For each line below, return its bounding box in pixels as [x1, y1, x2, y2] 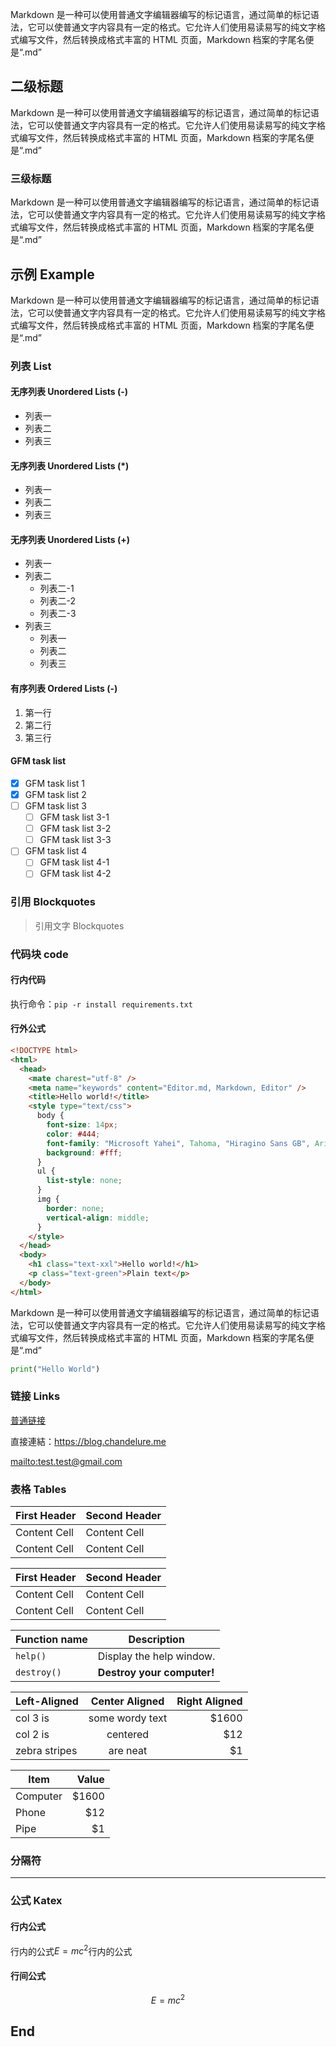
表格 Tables [10, 1482, 67, 1496]
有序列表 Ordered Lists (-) [10, 683, 118, 695]
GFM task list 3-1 [39, 811, 110, 823]
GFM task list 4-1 [39, 856, 110, 868]
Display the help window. [97, 1649, 216, 1663]
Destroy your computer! [97, 1666, 215, 1680]
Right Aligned [176, 1694, 243, 1708]
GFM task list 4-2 [39, 868, 112, 880]
